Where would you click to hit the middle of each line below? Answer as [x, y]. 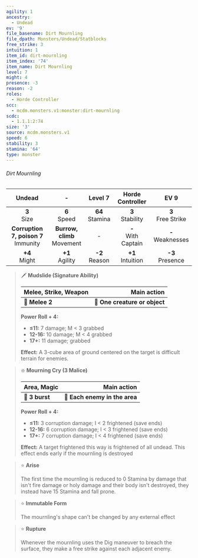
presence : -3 [22, 83]
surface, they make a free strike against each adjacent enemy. [96, 549]
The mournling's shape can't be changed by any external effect [98, 517]
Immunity [27, 243]
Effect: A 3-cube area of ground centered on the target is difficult [100, 352]
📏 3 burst [37, 397]
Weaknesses [171, 239]
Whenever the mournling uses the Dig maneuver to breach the [96, 542]
